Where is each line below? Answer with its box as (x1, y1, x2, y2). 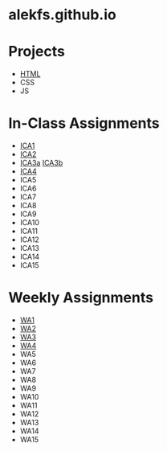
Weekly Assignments (8, 289, 154, 307)
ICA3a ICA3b (19, 158, 63, 168)
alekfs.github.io (8, 6, 116, 24)
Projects (8, 43, 66, 61)
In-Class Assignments (8, 114, 160, 133)
